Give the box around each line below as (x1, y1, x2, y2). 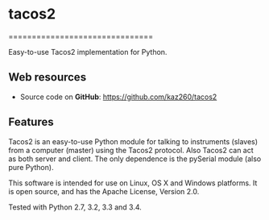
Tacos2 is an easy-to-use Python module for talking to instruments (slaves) (8, 136, 259, 146)
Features (8, 115, 54, 129)
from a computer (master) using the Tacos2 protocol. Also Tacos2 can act (8, 145, 254, 155)
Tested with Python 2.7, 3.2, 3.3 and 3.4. (8, 202, 143, 212)
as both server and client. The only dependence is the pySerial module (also (8, 154, 262, 164)
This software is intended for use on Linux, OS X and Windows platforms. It (8, 178, 258, 188)
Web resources (8, 70, 87, 85)
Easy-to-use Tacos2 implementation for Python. (8, 47, 168, 56)
